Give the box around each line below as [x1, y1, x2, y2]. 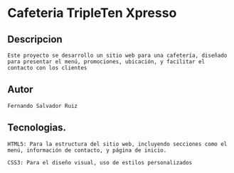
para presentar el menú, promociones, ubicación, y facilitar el [7, 58, 205, 65]
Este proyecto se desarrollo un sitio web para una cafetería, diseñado [7, 52, 228, 59]
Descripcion [7, 33, 63, 45]
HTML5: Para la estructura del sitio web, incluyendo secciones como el [7, 140, 228, 147]
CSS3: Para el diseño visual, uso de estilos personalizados [7, 159, 193, 166]
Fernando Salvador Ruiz [7, 102, 78, 109]
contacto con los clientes [7, 65, 87, 72]
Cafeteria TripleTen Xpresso [7, 5, 177, 21]
